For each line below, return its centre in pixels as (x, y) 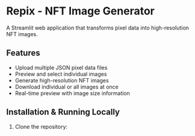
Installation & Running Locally (63, 112)
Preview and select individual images (61, 74)
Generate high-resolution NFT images (62, 80)
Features (23, 53)
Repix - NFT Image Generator (80, 11)
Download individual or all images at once (67, 87)
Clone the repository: (41, 126)
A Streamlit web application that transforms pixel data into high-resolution (98, 28)
